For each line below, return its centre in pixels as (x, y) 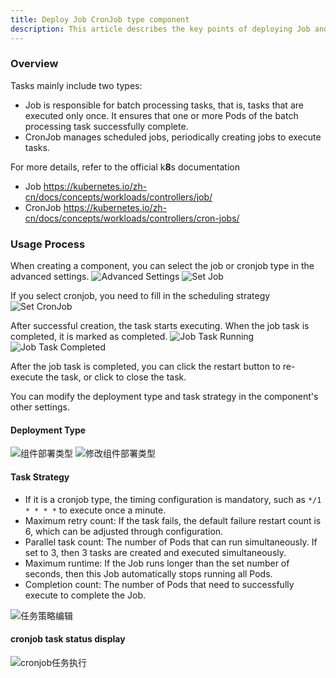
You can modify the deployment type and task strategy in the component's (164, 397)
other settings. (40, 407)
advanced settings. (50, 277)
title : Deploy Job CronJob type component (100, 19)
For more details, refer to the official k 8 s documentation (125, 167)
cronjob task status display (68, 639)
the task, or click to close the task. (116, 377)
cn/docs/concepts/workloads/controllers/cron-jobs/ (132, 218)
